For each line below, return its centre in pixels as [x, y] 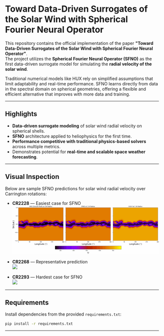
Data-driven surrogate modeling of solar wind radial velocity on [77, 126]
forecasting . [25, 157]
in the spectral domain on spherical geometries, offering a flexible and [76, 89]
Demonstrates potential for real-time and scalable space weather [79, 152]
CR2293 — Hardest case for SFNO [47, 277]
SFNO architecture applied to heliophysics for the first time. [72, 136]
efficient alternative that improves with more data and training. [68, 94]
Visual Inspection [32, 177]
